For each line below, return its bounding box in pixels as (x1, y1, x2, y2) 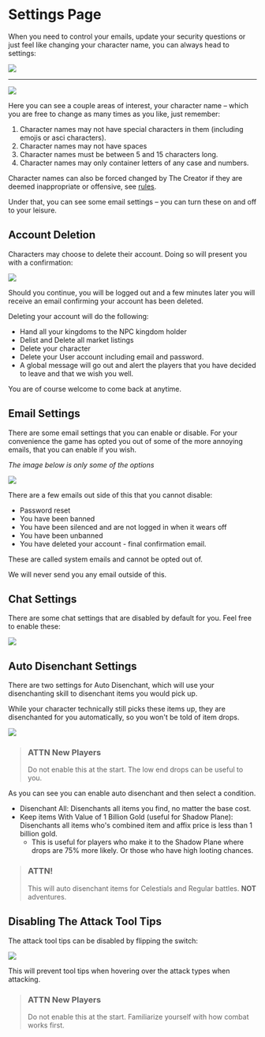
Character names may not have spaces (19, 141, 147, 151)
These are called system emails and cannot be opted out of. (8, 554, 203, 564)
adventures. (27, 892, 67, 901)
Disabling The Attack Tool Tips (8, 915, 162, 929)
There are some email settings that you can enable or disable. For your (8, 428, 238, 438)
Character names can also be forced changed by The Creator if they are (8, 173, 243, 182)
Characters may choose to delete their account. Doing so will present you (8, 249, 247, 258)
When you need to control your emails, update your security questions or (8, 32, 246, 41)
